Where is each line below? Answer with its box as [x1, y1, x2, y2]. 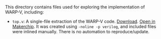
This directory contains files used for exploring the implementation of [5, 4, 145, 10]
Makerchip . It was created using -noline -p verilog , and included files [12, 24, 156, 29]
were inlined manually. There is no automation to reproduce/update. [12, 29, 150, 34]
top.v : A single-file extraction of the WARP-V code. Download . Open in [12, 19, 156, 24]
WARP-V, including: [5, 9, 44, 15]
